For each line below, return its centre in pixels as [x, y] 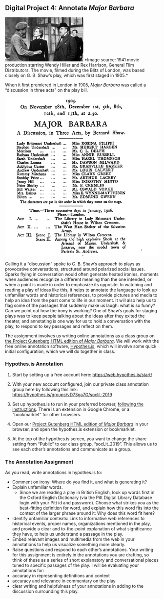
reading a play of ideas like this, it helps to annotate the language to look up [81, 290]
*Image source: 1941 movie [112, 60]
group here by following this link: [45, 389]
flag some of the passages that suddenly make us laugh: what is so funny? [80, 305]
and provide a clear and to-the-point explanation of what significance [82, 529]
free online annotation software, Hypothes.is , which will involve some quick [81, 346]
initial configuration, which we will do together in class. [60, 351]
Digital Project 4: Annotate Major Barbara [70, 8]
